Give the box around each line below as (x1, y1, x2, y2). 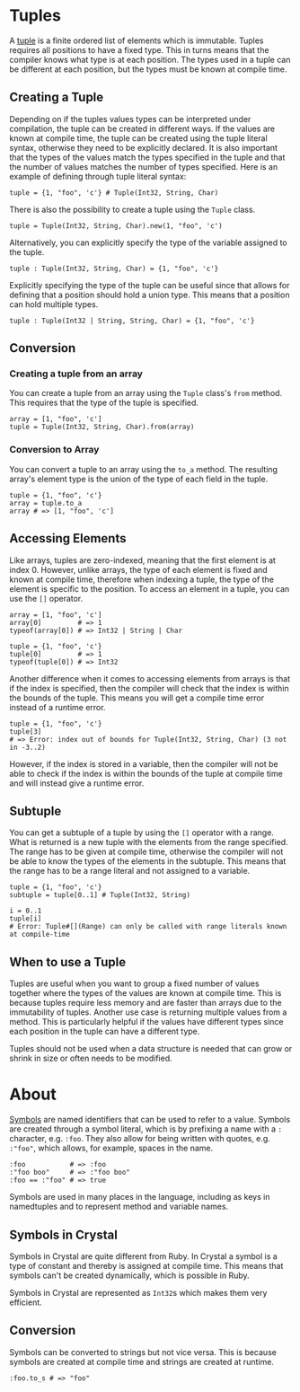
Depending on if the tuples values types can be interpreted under (9, 113, 251, 124)
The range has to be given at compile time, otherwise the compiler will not (9, 846, 284, 858)
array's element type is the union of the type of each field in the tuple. (9, 473, 269, 484)
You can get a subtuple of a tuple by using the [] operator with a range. (9, 827, 274, 838)
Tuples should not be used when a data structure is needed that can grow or (9, 1044, 293, 1054)
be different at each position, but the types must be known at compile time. (9, 64, 287, 75)
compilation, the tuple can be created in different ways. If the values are (9, 123, 276, 134)
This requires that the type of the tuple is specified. (9, 397, 199, 409)
